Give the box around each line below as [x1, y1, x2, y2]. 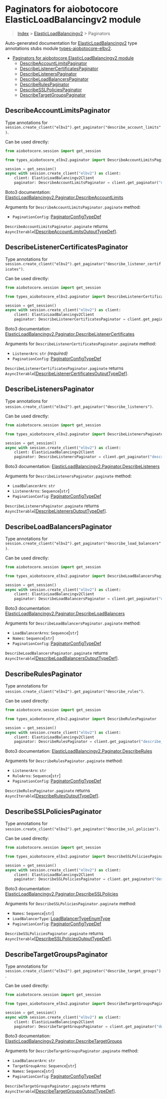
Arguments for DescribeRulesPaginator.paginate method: [5, 758, 123, 764]
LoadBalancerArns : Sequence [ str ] [12, 630, 79, 636]
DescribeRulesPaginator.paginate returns [5, 787, 90, 793]
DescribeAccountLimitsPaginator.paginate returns [5, 224, 108, 229]
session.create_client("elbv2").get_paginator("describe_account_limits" [5, 125, 162, 130]
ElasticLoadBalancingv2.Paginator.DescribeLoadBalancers [5, 611, 125, 617]
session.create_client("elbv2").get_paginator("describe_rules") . [5, 688, 145, 694]
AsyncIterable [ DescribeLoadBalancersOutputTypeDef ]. [5, 655, 119, 661]
